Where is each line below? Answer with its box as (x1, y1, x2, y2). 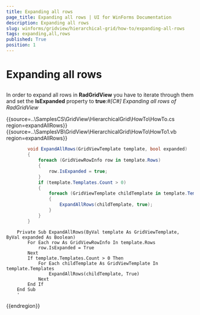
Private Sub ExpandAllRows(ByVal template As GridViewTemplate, (17, 229, 180, 235)
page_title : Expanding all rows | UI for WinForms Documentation (6, 14, 171, 20)
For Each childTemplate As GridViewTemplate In (37, 260, 159, 266)
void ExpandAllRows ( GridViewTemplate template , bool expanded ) (27, 146, 187, 152)
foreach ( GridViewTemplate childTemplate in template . (48, 190, 187, 197)
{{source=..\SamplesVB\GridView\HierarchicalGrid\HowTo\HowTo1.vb (6, 128, 177, 135)
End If (27, 281, 44, 287)
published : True (6, 36, 46, 42)
